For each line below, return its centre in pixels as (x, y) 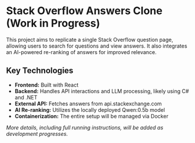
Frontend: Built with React (47, 85)
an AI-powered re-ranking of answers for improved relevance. (82, 52)
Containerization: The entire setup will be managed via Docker (92, 116)
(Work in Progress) (53, 23)
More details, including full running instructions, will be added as (85, 127)
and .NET (26, 97)
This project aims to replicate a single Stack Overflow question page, (90, 39)
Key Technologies (40, 71)
